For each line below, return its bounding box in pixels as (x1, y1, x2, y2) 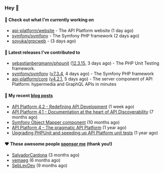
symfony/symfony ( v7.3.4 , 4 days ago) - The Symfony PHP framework (11, 71, 154, 77)
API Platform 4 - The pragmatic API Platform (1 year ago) (11, 124, 127, 130)
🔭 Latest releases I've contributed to (4, 49, 80, 55)
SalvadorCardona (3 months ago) (11, 152, 80, 158)
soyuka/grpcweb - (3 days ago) (11, 38, 76, 44)
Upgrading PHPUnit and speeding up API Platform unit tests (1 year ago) (11, 130, 158, 136)
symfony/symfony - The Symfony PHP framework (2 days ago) (11, 33, 140, 39)
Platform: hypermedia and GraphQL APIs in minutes (11, 81, 117, 87)
